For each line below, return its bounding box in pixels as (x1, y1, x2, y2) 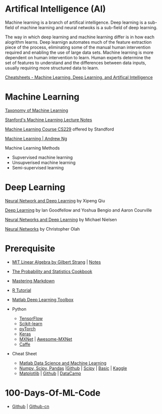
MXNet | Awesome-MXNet (19, 336, 73, 342)
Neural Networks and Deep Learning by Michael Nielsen (5, 216, 117, 222)
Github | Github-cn (12, 403, 50, 409)
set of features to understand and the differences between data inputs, (5, 60, 147, 66)
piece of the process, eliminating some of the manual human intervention (5, 44, 151, 50)
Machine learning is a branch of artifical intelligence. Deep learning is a (5, 19, 147, 25)
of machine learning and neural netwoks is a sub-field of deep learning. (15, 24, 158, 30)
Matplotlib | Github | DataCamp (19, 370, 81, 376)
